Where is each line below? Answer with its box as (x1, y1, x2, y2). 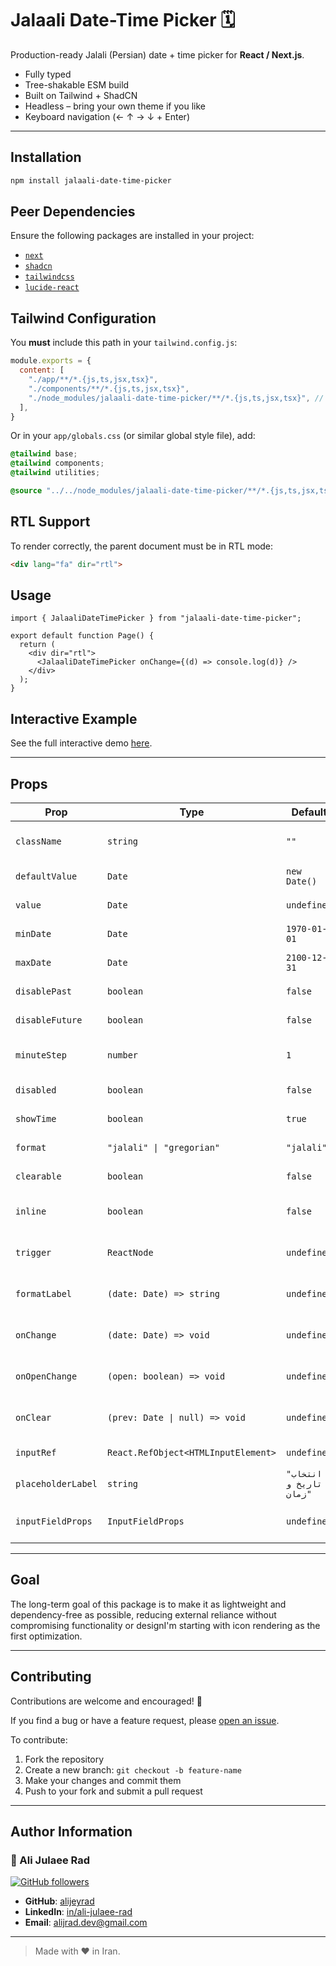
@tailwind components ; (10, 458, 105, 469)
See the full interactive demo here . (10, 737, 153, 749)
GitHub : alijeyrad (24, 1895, 95, 1907)
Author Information (10, 1823, 133, 1841)
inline (15, 1206, 47, 1217)
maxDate (15, 957, 52, 968)
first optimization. (10, 1630, 83, 1642)
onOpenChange (15, 1371, 78, 1382)
